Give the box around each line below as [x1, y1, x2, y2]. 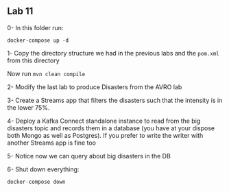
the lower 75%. [7, 103, 50, 112]
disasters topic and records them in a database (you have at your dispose [7, 123, 215, 132]
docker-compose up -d [7, 37, 69, 44]
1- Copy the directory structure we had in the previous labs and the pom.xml [7, 49, 219, 57]
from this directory [7, 56, 60, 64]
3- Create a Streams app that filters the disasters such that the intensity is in [7, 96, 223, 104]
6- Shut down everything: [7, 165, 80, 173]
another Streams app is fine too [7, 139, 96, 147]
